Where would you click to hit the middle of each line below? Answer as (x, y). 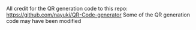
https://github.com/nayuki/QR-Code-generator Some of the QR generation (98, 15)
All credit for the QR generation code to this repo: (67, 9)
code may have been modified (44, 21)
